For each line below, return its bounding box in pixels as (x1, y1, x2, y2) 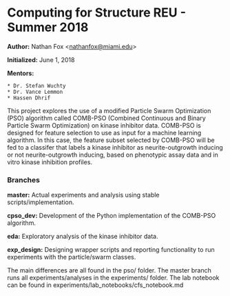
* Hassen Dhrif (7, 95, 51, 101)
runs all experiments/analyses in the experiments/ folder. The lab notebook (7, 274, 220, 282)
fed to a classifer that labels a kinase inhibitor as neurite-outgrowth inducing (7, 143, 223, 151)
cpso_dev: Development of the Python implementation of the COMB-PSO (7, 212, 216, 220)
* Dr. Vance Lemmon (7, 88, 63, 95)
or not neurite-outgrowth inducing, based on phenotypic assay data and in (7, 150, 219, 159)
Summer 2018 (7, 19, 89, 35)
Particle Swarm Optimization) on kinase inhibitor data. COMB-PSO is (7, 121, 201, 129)
